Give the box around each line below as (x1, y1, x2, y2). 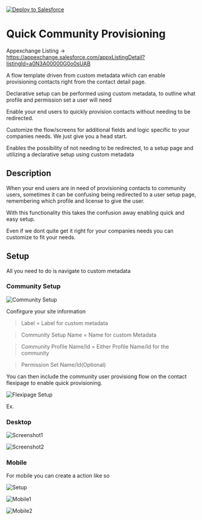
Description (6, 168, 51, 179)
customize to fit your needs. (6, 233, 76, 241)
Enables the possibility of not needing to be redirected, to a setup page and (6, 144, 194, 151)
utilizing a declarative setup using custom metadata (6, 151, 134, 158)
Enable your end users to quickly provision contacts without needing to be (6, 108, 191, 115)
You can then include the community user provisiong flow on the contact (6, 372, 187, 380)
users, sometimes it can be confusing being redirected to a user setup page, (6, 191, 197, 198)
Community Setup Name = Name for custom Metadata (21, 331, 157, 338)
